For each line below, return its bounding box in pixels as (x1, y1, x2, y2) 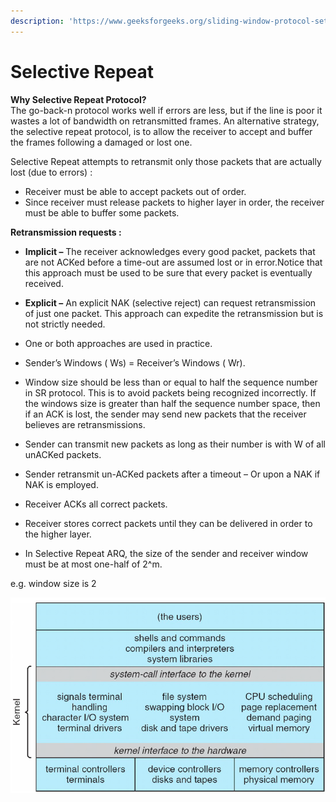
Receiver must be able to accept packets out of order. (24, 185, 247, 197)
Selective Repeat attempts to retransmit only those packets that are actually (10, 155, 322, 167)
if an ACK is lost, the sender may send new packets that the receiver (24, 408, 307, 420)
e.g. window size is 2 (10, 577, 97, 589)
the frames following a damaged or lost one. (10, 136, 193, 148)
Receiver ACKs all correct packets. (24, 498, 168, 510)
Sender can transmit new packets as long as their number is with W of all (24, 438, 326, 450)
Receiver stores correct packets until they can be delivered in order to (24, 517, 313, 529)
